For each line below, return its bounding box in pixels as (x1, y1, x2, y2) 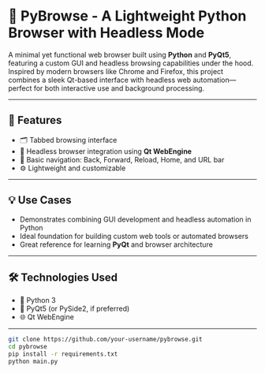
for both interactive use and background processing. (33, 83, 205, 93)
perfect (8, 83, 32, 93)
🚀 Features (8, 114, 62, 127)
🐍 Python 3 (19, 296, 57, 305)
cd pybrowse (8, 343, 47, 351)
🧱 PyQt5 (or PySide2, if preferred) (19, 304, 130, 314)
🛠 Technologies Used (8, 270, 118, 284)
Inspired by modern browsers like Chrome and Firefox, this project (8, 66, 223, 76)
